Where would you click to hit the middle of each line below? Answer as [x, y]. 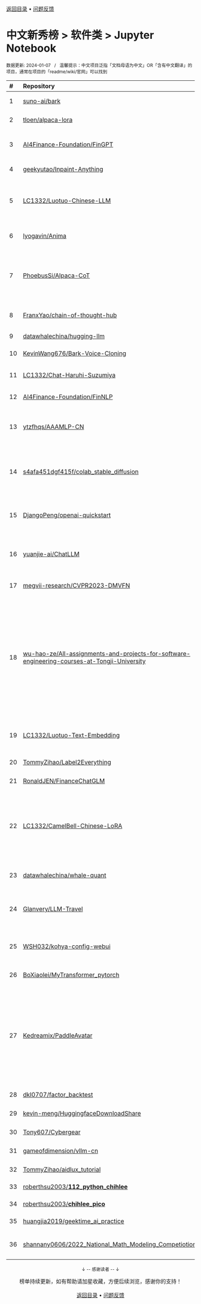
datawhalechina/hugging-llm [64, 336]
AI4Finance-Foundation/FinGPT [68, 144]
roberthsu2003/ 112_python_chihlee [75, 1187]
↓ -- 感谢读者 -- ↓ [100, 1269]
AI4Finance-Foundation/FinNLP [68, 397]
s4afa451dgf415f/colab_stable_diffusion [81, 471]
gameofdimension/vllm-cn [61, 1151]
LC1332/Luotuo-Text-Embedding [71, 735]
